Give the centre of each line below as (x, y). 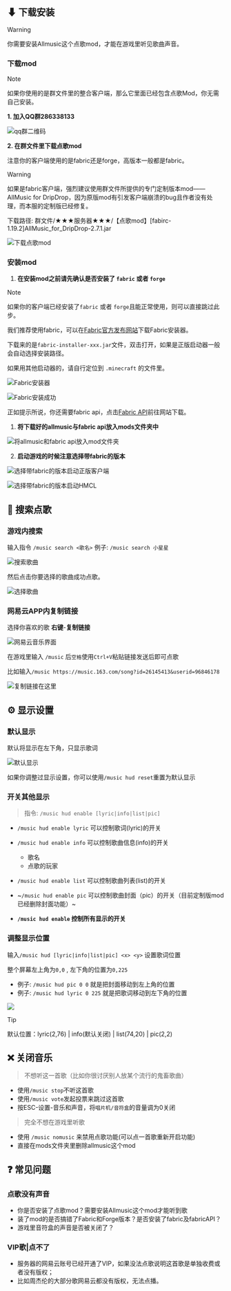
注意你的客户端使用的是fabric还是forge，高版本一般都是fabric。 (98, 160)
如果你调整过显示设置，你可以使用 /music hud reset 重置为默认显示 (101, 777)
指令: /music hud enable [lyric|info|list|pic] (92, 813)
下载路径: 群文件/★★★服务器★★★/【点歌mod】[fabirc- (89, 221)
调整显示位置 (29, 938)
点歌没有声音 (29, 1194)
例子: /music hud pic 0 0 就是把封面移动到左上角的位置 (96, 984)
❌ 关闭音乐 (30, 1058)
